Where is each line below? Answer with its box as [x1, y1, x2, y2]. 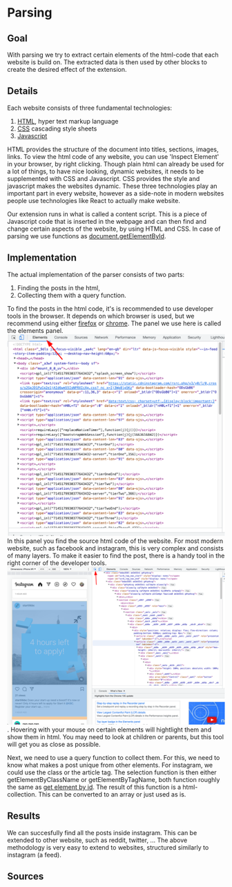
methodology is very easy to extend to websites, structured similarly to [7, 843, 209, 851]
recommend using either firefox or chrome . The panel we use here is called [7, 319, 222, 327]
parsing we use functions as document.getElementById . [7, 231, 166, 240]
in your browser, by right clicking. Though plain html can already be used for [7, 160, 224, 168]
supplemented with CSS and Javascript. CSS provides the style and [7, 174, 200, 182]
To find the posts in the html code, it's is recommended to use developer [7, 304, 214, 312]
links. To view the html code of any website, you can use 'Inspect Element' [7, 152, 220, 160]
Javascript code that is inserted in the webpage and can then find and [7, 217, 207, 225]
